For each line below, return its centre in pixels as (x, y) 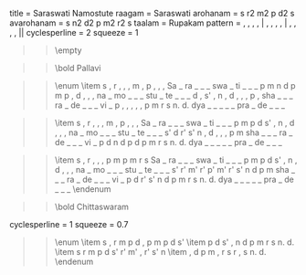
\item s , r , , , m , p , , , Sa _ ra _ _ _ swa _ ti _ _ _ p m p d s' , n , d (174, 123)
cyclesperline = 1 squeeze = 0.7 (69, 224)
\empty (68, 50)
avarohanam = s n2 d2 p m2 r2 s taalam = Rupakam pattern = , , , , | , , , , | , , (153, 23)
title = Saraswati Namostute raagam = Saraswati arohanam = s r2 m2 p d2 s (152, 13)
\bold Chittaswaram (92, 206)
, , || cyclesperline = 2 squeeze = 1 (74, 32)
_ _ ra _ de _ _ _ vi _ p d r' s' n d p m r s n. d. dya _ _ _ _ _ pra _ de (174, 179)
